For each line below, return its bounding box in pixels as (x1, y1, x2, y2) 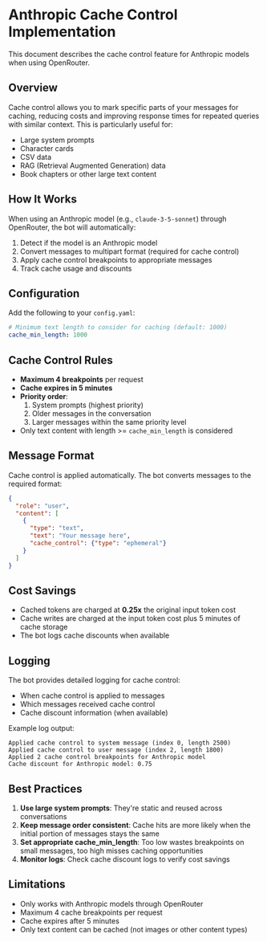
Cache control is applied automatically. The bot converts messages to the (8, 470, 252, 479)
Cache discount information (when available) (19, 708, 168, 718)
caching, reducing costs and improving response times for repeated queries (8, 111, 260, 120)
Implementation (8, 22, 116, 41)
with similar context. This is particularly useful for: (8, 119, 174, 129)
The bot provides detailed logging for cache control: (8, 675, 180, 685)
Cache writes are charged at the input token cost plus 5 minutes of (19, 614, 241, 623)
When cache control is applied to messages (19, 691, 165, 700)
